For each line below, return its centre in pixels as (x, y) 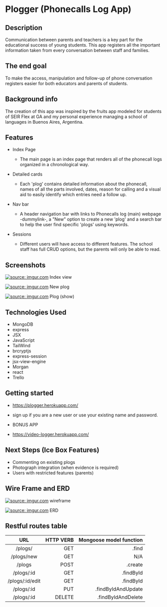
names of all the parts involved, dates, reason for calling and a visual (90, 189)
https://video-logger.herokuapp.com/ (51, 434)
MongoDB (23, 324)
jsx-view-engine (29, 362)
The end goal (26, 66)
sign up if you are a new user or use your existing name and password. (85, 415)
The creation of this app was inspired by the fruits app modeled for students (83, 111)
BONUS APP (25, 424)
